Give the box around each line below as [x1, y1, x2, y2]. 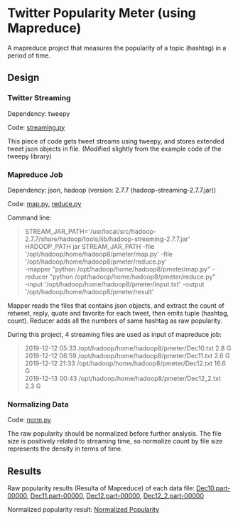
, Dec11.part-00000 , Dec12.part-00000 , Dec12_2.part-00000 [26, 492, 205, 500]
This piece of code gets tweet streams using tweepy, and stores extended [7, 136, 225, 145]
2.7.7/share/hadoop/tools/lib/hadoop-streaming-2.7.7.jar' [24, 235, 190, 243]
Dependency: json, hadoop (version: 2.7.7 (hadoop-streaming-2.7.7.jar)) [7, 186, 217, 194]
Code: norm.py [7, 416, 51, 424]
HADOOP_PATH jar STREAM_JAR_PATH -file [24, 242, 155, 250]
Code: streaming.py [7, 123, 65, 131]
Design [7, 72, 40, 84]
